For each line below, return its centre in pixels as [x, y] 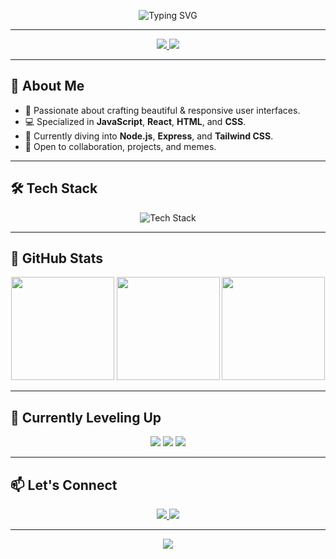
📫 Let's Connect [64, 485]
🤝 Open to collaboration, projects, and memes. [120, 146]
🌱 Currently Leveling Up [86, 417]
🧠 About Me [47, 86]
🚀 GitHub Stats [56, 258]
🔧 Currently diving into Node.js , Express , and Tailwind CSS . [149, 136]
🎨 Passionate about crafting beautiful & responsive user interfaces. [162, 110]
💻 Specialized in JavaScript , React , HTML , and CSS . [135, 121]
